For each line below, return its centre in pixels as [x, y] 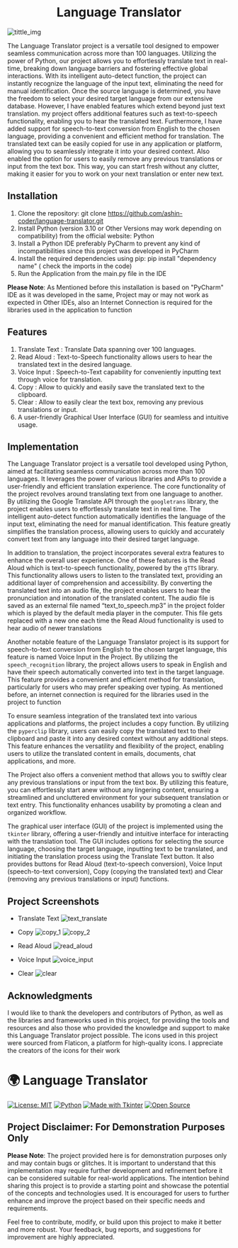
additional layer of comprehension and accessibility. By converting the [110, 583]
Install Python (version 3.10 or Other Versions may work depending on [119, 228]
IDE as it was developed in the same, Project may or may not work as [108, 294]
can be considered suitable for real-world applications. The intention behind [118, 1178]
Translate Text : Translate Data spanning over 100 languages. [107, 349]
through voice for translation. [60, 379]
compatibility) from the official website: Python [86, 235]
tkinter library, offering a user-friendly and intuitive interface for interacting [118, 834]
